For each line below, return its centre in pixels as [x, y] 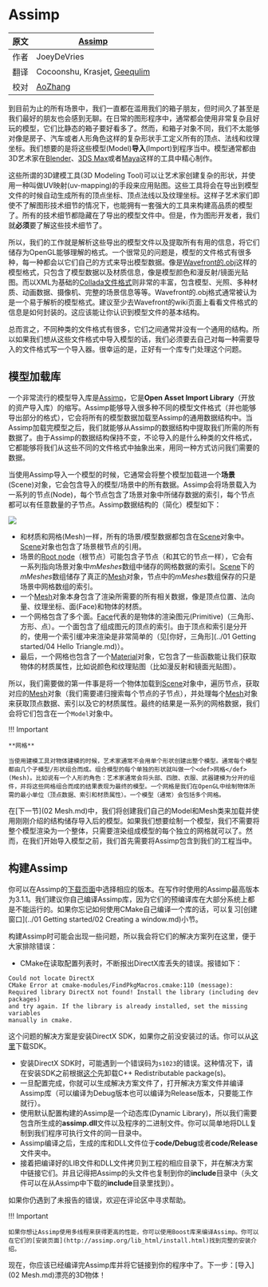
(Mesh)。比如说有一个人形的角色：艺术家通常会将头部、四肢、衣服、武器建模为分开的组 [132, 778]
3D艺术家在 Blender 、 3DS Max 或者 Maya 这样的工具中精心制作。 [112, 158]
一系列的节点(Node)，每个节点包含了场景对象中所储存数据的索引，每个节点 [132, 494]
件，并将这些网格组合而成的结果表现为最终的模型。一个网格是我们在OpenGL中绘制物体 [129, 786]
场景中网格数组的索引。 [58, 586]
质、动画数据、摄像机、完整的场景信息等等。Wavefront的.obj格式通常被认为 [133, 292]
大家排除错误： [33, 946]
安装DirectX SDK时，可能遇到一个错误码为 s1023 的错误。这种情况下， [133, 1063]
